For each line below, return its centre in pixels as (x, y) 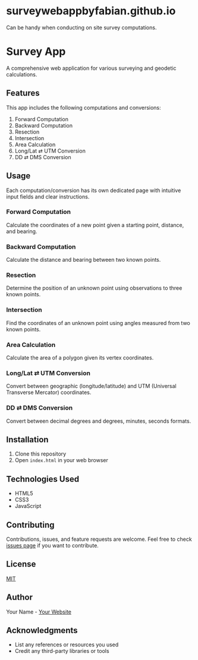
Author (19, 597)
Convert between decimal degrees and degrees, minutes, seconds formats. (99, 421)
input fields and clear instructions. (48, 196)
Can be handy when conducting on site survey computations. (81, 27)
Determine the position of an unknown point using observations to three (94, 288)
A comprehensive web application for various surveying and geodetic (91, 68)
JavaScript (28, 506)
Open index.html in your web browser (61, 460)
